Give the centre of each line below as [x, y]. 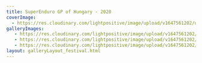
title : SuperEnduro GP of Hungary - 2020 [59, 12]
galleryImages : [25, 28]
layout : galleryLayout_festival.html [54, 51]
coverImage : [21, 17]
